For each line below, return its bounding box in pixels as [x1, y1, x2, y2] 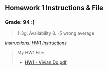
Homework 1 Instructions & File [5, 4, 104, 12]
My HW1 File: [17, 49, 45, 55]
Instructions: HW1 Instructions [5, 40, 67, 46]
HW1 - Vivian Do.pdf [24, 59, 67, 65]
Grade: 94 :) [5, 19, 35, 26]
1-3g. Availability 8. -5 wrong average [17, 30, 95, 36]
